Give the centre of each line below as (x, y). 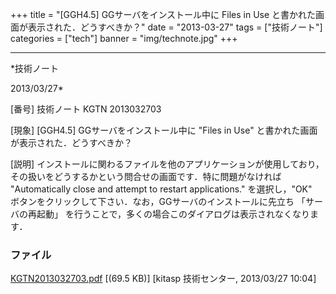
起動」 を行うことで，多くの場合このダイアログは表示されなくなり (173, 214)
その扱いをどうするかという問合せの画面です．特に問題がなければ (146, 176)
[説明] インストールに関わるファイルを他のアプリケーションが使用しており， (167, 164)
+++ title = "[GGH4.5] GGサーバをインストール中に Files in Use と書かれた (163, 14)
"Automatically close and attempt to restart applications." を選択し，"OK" (161, 189)
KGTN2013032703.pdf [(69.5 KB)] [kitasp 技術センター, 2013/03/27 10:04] (163, 279)
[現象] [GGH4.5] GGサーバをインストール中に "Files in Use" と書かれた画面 (164, 130)
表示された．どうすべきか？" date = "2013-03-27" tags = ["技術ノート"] (175, 27)
